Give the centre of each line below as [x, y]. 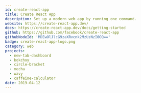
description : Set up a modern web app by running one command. [71, 19]
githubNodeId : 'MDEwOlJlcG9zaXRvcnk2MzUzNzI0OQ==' [58, 37]
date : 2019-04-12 [23, 83]
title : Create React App [30, 14]
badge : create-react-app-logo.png [40, 42]
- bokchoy [19, 60]
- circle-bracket [27, 64]
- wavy [16, 74]
